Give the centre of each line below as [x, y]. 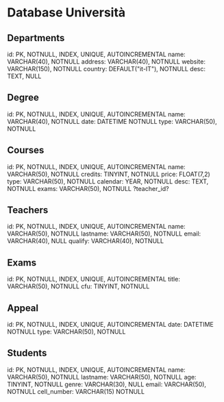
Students [27, 353]
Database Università [66, 13]
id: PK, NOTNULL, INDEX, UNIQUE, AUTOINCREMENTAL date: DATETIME [110, 325]
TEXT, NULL [24, 76]
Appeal [23, 308]
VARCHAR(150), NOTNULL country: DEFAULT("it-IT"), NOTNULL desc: [106, 69]
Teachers [28, 210]
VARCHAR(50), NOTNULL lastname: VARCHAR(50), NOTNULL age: [102, 377]
